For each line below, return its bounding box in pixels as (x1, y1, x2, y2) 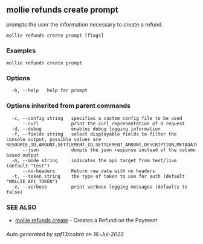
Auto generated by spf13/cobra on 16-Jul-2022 (6, 230, 124, 237)
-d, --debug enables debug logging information (11, 126, 161, 132)
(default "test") (6, 163, 50, 169)
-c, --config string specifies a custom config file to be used (11, 115, 182, 121)
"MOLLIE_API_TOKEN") (6, 178, 59, 184)
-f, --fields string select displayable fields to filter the (11, 131, 177, 137)
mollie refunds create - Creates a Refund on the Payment (14, 217, 158, 224)
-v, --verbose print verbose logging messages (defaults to (11, 184, 188, 190)
